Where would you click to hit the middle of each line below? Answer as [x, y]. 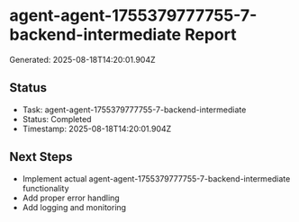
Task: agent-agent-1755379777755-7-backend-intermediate [134, 110]
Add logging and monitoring [74, 207]
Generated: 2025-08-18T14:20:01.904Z [82, 59]
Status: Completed [57, 119]
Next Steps [41, 157]
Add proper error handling [71, 198]
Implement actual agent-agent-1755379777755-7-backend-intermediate [156, 178]
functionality [45, 188]
